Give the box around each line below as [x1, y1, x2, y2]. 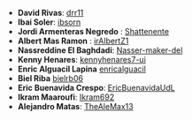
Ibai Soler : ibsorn [17, 17, 81, 27]
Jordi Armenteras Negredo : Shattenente [17, 26, 170, 36]
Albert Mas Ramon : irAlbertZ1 [17, 35, 129, 46]
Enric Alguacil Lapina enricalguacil [17, 64, 146, 74]
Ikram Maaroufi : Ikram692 [17, 92, 115, 102]
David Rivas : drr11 [17, 8, 84, 18]
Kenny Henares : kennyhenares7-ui [17, 55, 146, 64]
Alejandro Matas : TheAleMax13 [17, 101, 134, 111]
